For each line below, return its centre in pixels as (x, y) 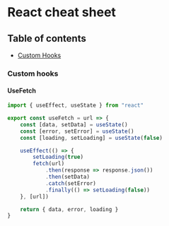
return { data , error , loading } (69, 209)
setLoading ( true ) (58, 157)
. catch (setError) (71, 183)
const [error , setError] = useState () (77, 131)
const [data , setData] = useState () (74, 124)
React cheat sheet (62, 12)
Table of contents (47, 38)
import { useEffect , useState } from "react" (75, 106)
